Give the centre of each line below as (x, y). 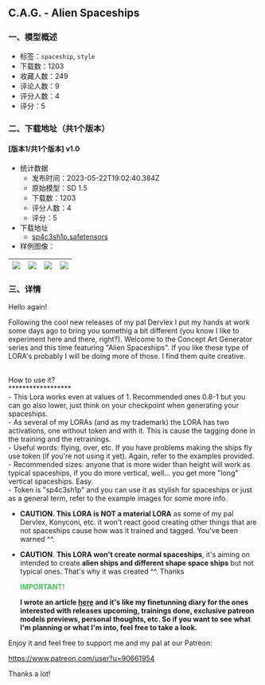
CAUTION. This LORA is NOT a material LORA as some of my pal (127, 514)
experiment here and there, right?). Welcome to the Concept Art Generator (131, 339)
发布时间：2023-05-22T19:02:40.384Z (95, 177)
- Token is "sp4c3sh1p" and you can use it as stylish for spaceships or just (131, 490)
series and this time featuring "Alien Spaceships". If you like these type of (129, 348)
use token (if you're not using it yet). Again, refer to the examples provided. (131, 456)
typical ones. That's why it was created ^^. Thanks (102, 571)
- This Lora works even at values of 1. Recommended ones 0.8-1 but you (127, 397)
